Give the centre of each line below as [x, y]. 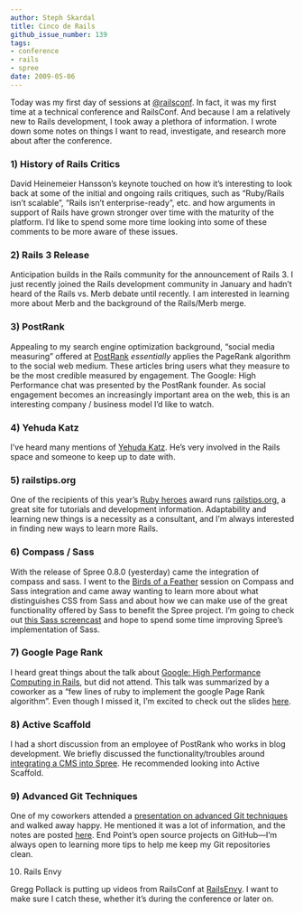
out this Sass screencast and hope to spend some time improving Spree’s [147, 620]
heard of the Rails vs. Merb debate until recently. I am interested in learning [150, 293]
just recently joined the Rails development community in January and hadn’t [151, 284]
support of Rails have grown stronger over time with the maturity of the [142, 212]
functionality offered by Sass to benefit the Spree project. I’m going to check [152, 610]
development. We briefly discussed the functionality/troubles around [138, 754]
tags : [20, 43]
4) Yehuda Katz [45, 427]
